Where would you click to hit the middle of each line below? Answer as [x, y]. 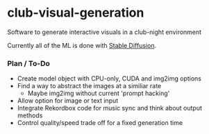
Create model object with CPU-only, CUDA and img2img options [109, 78]
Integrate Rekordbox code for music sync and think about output [110, 108]
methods [30, 115]
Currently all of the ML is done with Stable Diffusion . [82, 45]
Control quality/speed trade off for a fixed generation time [100, 123]
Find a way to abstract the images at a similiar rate [89, 86]
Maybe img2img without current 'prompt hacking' [99, 93]
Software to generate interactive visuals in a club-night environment [104, 32]
